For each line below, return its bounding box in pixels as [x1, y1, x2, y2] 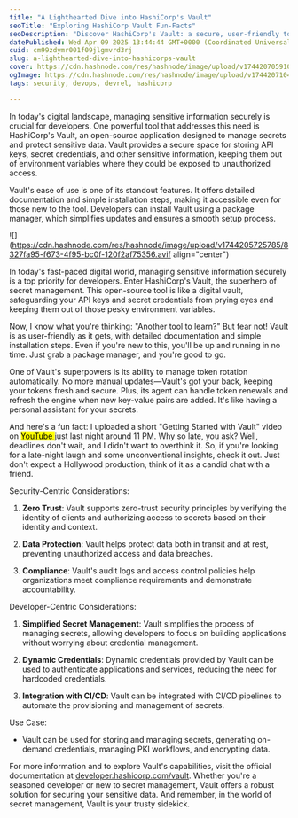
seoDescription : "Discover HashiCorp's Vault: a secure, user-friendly [9, 29, 279, 38]
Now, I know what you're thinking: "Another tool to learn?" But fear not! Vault [9, 321, 289, 331]
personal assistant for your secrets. [9, 404, 139, 415]
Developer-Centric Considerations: [9, 601, 137, 612]
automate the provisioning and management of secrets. [21, 699, 225, 710]
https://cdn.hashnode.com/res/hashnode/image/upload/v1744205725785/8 [12, 239, 289, 250]
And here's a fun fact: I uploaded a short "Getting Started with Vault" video [9, 421, 283, 432]
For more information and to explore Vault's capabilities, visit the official [9, 760, 271, 771]
